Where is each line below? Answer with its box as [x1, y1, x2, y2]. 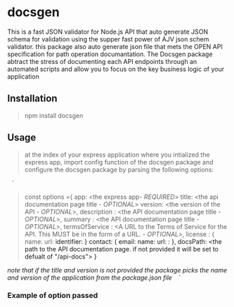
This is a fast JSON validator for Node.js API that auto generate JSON [7, 27, 209, 36]
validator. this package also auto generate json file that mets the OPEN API [7, 42, 223, 51]
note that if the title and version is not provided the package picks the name [7, 266, 228, 274]
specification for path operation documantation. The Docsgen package [7, 50, 213, 58]
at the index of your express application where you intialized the [24, 150, 210, 159]
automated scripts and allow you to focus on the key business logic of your [7, 65, 225, 73]
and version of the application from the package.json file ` [7, 273, 181, 282]
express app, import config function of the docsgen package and [24, 157, 214, 166]
